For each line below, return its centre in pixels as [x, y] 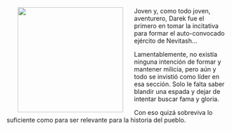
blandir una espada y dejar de [177, 91]
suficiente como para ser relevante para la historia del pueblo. [96, 120]
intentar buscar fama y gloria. [176, 99]
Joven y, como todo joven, [172, 11]
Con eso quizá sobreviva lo [173, 112]
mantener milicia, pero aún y [175, 69]
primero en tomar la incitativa [176, 26]
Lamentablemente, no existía [176, 54]
